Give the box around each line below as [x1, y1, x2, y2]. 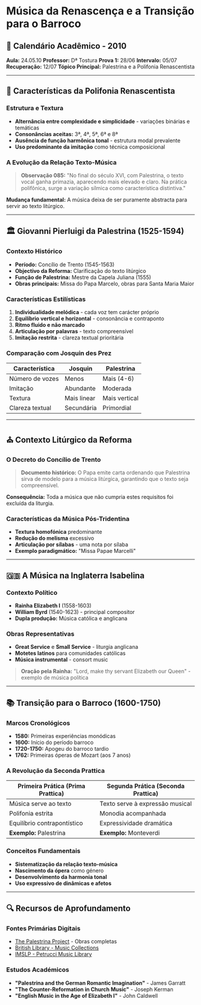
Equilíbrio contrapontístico [9, 819, 83, 828]
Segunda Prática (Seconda [106, 782, 185, 790]
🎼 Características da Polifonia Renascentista [6, 86, 175, 97]
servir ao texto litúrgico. [6, 202, 65, 209]
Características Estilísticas [6, 295, 86, 303]
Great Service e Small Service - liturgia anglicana [14, 643, 139, 651]
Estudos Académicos [6, 965, 70, 974]
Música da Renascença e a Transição [6, 4, 194, 18]
